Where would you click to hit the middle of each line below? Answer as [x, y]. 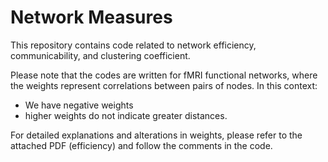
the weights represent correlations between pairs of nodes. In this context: [164, 85]
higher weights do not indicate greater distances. [126, 115]
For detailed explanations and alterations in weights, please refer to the [156, 135]
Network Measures [91, 17]
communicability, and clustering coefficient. [100, 55]
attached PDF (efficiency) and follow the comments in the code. [141, 145]
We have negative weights [79, 105]
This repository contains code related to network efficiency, [133, 45]
